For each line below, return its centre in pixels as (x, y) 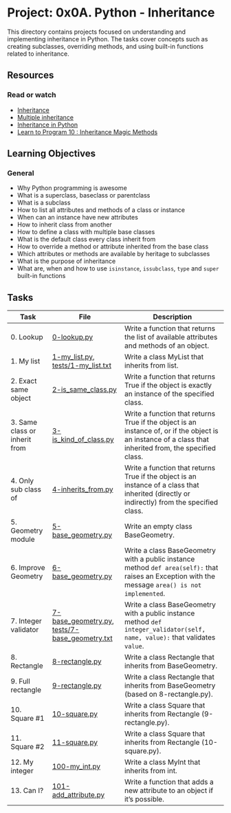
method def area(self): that (171, 568)
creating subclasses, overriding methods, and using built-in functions (106, 46)
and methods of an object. (167, 346)
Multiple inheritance (45, 117)
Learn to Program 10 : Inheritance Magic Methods (87, 131)
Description (173, 317)
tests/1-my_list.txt (82, 366)
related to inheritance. (38, 54)
